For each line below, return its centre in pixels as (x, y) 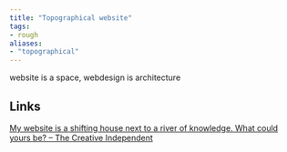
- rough (24, 35)
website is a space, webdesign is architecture (95, 77)
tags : (20, 26)
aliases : (26, 43)
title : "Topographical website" (71, 18)
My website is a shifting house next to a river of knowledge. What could (144, 127)
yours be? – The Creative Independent (81, 137)
